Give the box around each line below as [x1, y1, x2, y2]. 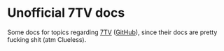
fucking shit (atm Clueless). [7, 35, 87, 43]
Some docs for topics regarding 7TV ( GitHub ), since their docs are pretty [7, 28, 218, 36]
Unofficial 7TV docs [7, 5, 125, 21]
